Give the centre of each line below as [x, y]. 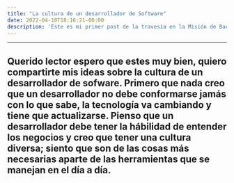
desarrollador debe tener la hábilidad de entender [117, 126]
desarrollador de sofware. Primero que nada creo [116, 83]
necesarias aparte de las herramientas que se [109, 159]
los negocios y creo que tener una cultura [99, 137]
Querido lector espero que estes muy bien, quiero [117, 61]
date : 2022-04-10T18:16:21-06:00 [56, 20]
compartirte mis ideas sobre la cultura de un [105, 72]
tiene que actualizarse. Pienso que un [91, 116]
